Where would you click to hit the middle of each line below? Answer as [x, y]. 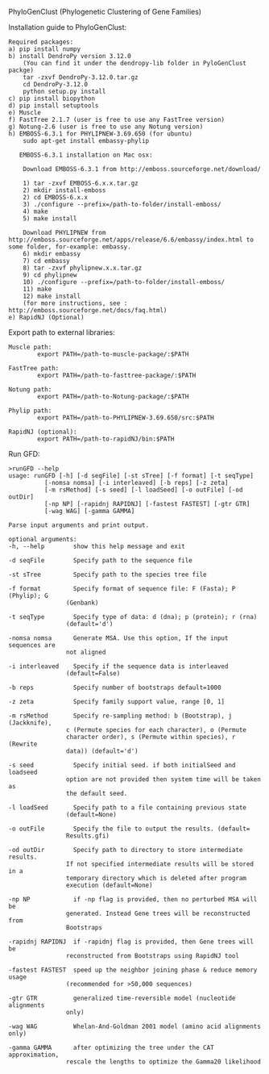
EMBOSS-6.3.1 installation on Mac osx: [86, 155]
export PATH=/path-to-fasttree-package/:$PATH [117, 375]
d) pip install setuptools [54, 106]
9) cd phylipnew [50, 275]
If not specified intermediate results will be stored [159, 864]
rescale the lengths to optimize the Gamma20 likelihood [163, 1062]
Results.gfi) [88, 836]
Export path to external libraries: [62, 332]
